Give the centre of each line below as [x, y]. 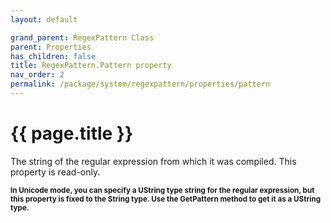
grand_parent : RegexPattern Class [82, 37]
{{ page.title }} [72, 133]
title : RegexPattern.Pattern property [91, 66]
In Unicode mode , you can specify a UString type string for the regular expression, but [162, 190]
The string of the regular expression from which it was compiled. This [153, 161]
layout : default [44, 19]
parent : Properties [51, 47]
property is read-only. [55, 172]
